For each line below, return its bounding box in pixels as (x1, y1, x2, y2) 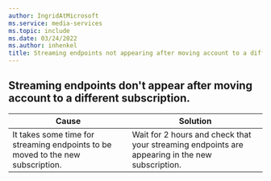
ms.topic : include (8, 27, 70, 35)
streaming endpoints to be (12, 138, 112, 150)
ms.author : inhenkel (8, 42, 78, 50)
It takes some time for (12, 129, 95, 140)
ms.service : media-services (8, 19, 103, 27)
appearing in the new (131, 149, 212, 160)
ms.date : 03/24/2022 (8, 34, 78, 43)
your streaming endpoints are (131, 138, 244, 150)
